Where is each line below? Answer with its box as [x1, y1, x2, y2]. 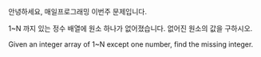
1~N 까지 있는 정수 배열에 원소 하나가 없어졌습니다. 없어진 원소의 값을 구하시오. [8, 24, 253, 33]
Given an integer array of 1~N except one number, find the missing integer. [8, 40, 254, 49]
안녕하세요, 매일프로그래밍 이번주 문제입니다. [8, 7, 148, 16]
